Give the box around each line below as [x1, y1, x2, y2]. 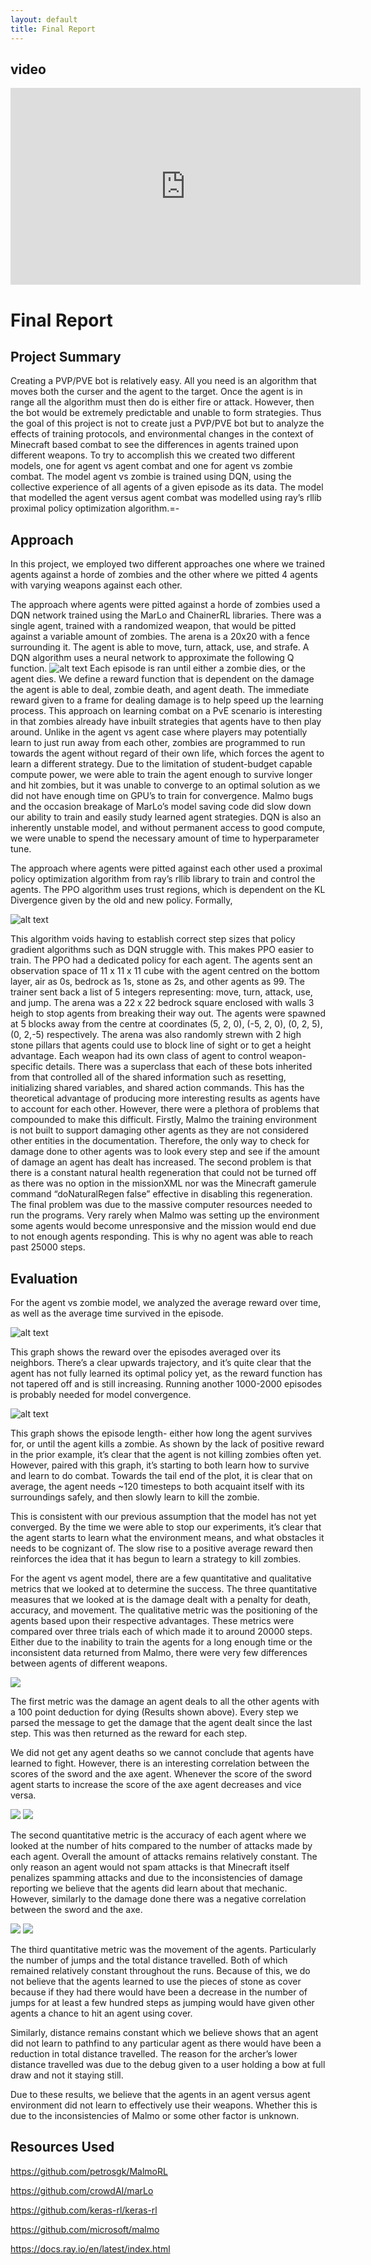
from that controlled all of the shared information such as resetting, [10, 1071, 287, 1083]
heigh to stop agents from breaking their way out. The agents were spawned [10, 1007, 327, 1020]
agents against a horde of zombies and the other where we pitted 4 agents [10, 569, 318, 581]
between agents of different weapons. [10, 1657, 168, 1669]
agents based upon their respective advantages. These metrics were [10, 1614, 295, 1626]
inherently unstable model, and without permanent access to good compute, [10, 822, 326, 834]
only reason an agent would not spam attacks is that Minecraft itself [10, 1861, 290, 1873]
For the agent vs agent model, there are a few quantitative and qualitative [10, 1572, 312, 1584]
